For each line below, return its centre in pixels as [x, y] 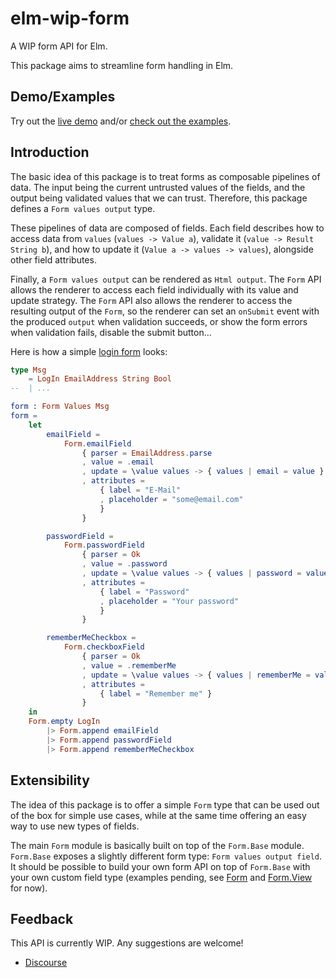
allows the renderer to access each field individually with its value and [154, 289]
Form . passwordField [104, 545]
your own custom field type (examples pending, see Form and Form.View [161, 877]
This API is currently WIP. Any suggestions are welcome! [127, 943]
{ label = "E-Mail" [140, 490]
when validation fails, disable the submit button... [111, 332]
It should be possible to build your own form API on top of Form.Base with [160, 866]
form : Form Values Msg [60, 407]
